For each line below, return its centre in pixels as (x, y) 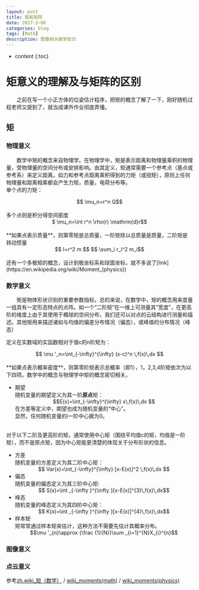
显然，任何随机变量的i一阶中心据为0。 (61, 416)
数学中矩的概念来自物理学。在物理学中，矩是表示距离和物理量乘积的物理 (105, 160)
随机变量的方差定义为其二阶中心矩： (59, 462)
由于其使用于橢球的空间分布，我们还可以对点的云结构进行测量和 (110, 314)
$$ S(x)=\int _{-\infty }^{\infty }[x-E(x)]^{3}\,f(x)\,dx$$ (104, 490)
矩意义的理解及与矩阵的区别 (74, 82)
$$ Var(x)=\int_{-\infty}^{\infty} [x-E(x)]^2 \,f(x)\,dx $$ (104, 469)
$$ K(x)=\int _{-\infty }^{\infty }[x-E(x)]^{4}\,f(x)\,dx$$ (104, 511)
